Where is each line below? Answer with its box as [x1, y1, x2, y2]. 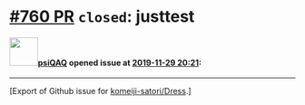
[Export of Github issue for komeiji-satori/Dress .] [9, 86, 192, 97]
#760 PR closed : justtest [9, 6, 195, 27]
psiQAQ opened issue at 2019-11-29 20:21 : [37, 57, 202, 68]
